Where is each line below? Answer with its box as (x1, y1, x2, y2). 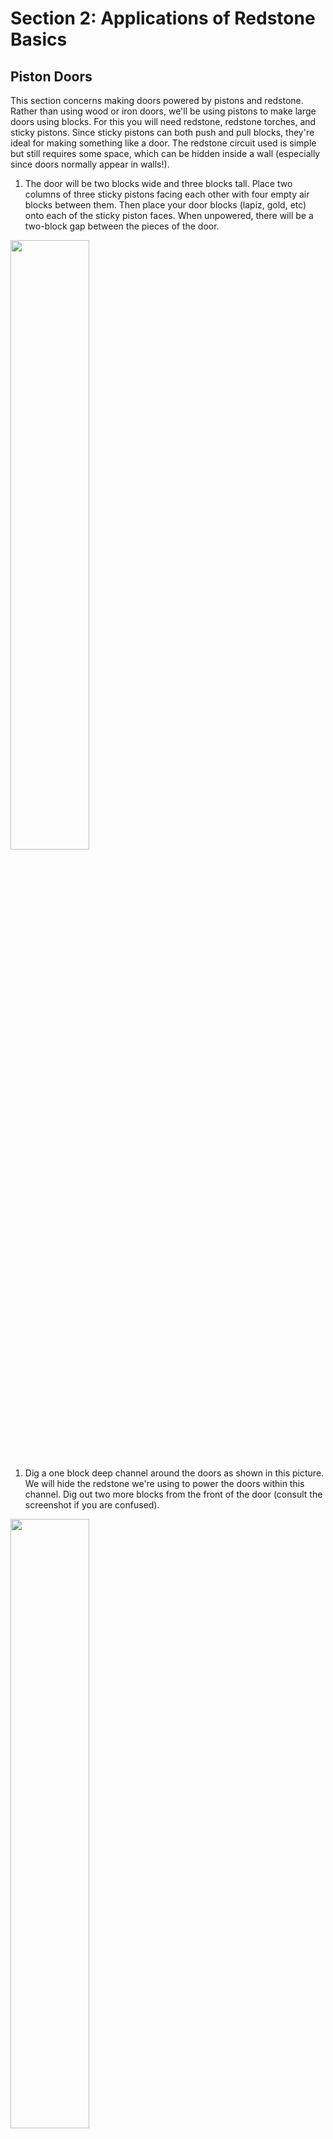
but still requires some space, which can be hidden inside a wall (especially (10, 148, 321, 159)
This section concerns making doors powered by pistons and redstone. (10, 95, 304, 106)
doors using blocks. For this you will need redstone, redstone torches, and (10, 116, 317, 127)
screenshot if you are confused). (24, 1499, 160, 1511)
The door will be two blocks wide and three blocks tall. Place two (24, 178, 293, 189)
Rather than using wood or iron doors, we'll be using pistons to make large (10, 105, 317, 117)
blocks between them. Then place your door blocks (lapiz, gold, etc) (24, 199, 307, 211)
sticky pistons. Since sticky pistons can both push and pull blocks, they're (10, 127, 315, 138)
